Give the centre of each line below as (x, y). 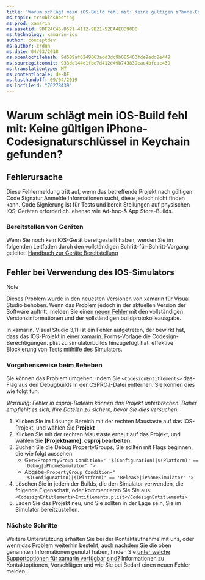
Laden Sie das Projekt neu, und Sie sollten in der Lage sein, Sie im (98, 503)
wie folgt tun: (23, 391)
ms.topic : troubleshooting (41, 18)
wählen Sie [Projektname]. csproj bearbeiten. (74, 441)
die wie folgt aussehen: (45, 454)
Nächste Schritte (32, 526)
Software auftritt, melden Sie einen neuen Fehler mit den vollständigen (95, 312)
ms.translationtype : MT (37, 69)
